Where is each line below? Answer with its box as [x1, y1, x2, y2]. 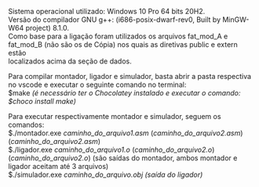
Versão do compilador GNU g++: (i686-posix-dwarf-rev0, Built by [8, 15, 221, 24]
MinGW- [222, 15, 250, 24]
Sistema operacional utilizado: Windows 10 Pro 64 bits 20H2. [8, 7, 206, 16]
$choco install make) [8, 97, 77, 106]
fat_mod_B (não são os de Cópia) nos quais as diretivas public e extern [8, 40, 238, 49]
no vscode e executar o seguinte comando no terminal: [8, 80, 187, 89]
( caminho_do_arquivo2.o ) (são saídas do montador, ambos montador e [8, 153, 238, 163]
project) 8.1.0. [25, 23, 69, 32]
